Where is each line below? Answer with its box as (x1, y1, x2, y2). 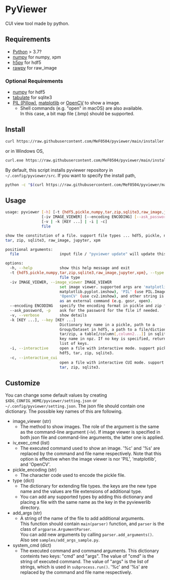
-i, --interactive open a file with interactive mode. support (10, 346, 155, 351)
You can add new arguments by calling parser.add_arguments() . (20, 532, 154, 538)
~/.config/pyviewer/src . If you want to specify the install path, (5, 172, 136, 178)
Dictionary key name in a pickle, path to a (59, 322, 155, 327)
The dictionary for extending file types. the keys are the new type (20, 483, 157, 489)
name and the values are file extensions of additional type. (20, 489, 143, 495)
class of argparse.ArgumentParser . (20, 526, 92, 532)
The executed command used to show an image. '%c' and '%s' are (20, 445, 160, 452)
